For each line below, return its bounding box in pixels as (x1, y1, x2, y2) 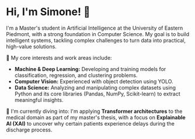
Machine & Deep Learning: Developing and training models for (14, 65, 166, 72)
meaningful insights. (14, 96, 64, 104)
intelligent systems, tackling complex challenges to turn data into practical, (6, 37, 186, 44)
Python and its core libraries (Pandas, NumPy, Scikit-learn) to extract (14, 90, 180, 97)
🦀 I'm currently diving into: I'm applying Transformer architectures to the (6, 108, 183, 115)
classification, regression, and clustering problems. (14, 72, 138, 79)
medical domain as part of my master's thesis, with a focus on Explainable (6, 113, 186, 121)
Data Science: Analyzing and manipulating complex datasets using (14, 84, 176, 91)
